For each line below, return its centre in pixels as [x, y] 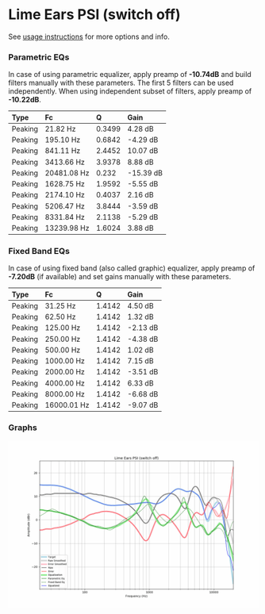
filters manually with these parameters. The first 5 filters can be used [121, 83]
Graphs [23, 428]
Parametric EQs [39, 57]
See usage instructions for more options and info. [89, 36]
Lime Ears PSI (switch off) [94, 15]
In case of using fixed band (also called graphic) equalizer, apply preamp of [132, 268]
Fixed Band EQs [39, 251]
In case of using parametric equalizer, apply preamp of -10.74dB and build [130, 75]
